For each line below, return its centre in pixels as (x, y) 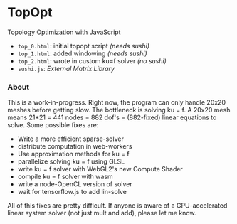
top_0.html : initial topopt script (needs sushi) (83, 46)
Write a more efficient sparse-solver (71, 139)
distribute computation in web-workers (75, 146)
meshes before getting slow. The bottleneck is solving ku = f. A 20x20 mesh (119, 110)
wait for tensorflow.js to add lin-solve (72, 192)
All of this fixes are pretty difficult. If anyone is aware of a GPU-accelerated (117, 206)
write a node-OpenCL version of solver (75, 184)
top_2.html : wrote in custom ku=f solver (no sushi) (92, 60)
